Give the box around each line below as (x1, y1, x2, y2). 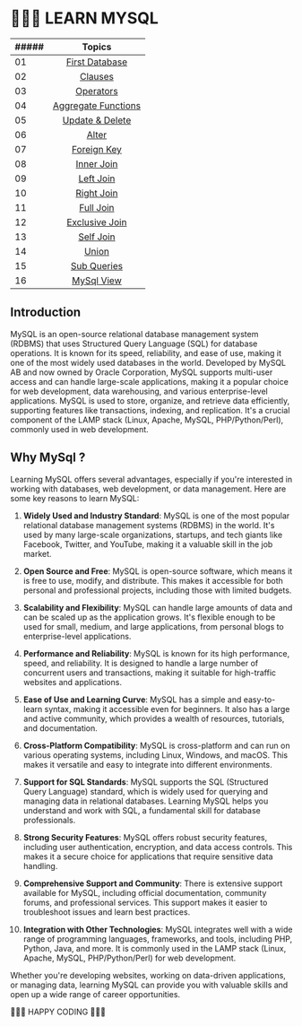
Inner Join (75, 157, 118, 170)
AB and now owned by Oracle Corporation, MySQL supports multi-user (10, 367, 273, 378)
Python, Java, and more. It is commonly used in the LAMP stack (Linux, (22, 943, 287, 953)
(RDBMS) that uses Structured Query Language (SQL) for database (10, 338, 258, 349)
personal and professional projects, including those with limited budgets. (22, 585, 292, 596)
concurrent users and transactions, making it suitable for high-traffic (22, 667, 277, 678)
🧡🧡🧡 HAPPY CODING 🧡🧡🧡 (10, 1006, 107, 1017)
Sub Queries (70, 259, 124, 272)
